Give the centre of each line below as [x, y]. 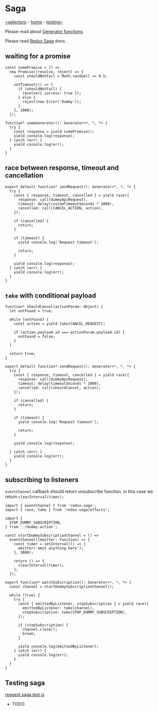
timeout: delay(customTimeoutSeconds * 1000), [66, 204]
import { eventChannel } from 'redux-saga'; [51, 506]
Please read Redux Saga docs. [36, 41]
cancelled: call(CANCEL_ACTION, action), [61, 208]
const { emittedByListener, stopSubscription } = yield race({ [83, 604]
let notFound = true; [31, 311]
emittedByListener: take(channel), [59, 608]
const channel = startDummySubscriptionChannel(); [62, 587]
